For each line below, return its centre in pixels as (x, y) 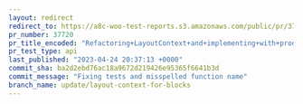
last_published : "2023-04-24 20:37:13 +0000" (95, 60)
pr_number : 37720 (41, 34)
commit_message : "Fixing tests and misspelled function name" (128, 77)
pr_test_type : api (43, 52)
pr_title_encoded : (43, 43)
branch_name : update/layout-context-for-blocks (100, 85)
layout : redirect (41, 18)
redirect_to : (33, 26)
